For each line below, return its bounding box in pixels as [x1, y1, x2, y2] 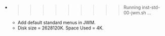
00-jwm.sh [123, 10, 146, 16]
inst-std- [141, 5, 160, 10]
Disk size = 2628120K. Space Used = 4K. [17, 25, 104, 31]
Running [123, 5, 141, 10]
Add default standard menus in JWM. [17, 20, 96, 25]
